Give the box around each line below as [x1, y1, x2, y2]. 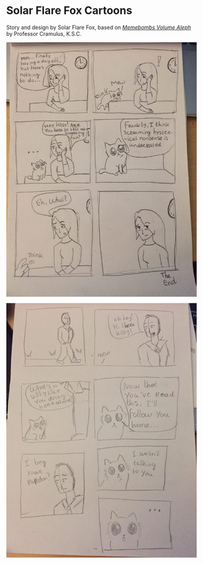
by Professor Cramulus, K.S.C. [6, 30, 82, 37]
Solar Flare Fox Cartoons [6, 4, 133, 18]
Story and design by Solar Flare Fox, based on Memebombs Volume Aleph [6, 24, 192, 31]
